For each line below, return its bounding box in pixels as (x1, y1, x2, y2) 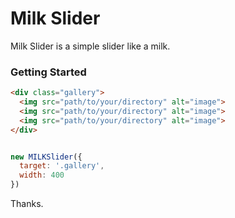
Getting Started (10, 65, 87, 79)
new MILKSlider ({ (10, 152, 83, 162)
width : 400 (19, 170, 65, 181)
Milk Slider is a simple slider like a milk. (10, 40, 171, 52)
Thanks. (10, 198, 44, 210)
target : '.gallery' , (19, 161, 105, 171)
